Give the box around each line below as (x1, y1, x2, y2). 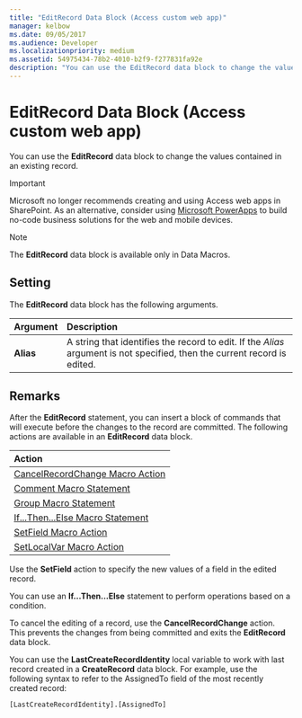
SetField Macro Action (13, 527, 108, 539)
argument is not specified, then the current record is (67, 347, 287, 359)
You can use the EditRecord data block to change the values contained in (9, 150, 282, 162)
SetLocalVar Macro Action (13, 541, 124, 554)
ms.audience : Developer (9, 38, 99, 48)
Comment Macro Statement (13, 483, 130, 495)
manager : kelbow (9, 22, 70, 31)
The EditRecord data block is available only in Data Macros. (9, 249, 231, 260)
